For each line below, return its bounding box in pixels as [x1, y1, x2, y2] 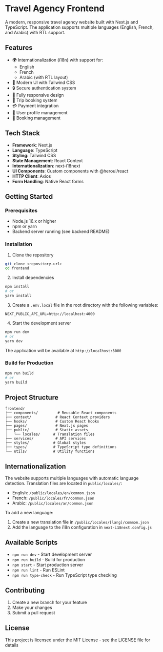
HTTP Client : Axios [12, 173, 51, 179]
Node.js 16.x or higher [12, 218, 57, 224]
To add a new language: [5, 510, 54, 516]
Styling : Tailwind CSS [12, 152, 56, 158]
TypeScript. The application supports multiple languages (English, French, [5, 24, 154, 30]
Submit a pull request [12, 610, 55, 615]
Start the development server [12, 320, 72, 326]
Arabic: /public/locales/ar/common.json [12, 500, 94, 506]
